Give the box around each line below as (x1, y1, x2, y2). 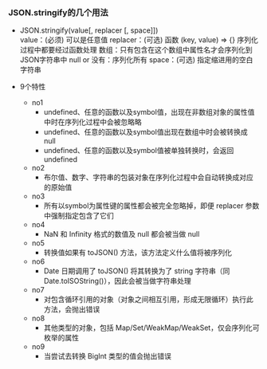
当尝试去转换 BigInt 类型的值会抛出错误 (43, 351, 172, 361)
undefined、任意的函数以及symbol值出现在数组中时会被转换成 (43, 128, 249, 137)
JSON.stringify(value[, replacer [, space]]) (19, 26, 159, 35)
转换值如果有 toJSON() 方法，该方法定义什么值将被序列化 (43, 248, 233, 257)
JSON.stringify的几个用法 (8, 6, 109, 18)
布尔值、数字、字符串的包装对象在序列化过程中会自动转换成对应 (43, 173, 253, 183)
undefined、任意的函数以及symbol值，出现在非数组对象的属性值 (43, 108, 255, 117)
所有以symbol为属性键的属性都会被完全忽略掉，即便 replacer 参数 (43, 201, 260, 210)
